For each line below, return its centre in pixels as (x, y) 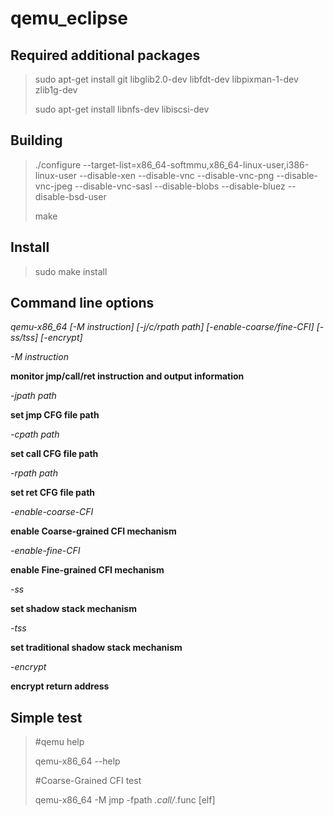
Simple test (46, 717)
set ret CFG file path (53, 493)
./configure (58, 164)
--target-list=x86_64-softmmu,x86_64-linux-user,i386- (196, 164)
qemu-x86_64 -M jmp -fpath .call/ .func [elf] (125, 800)
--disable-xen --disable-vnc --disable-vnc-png (176, 175)
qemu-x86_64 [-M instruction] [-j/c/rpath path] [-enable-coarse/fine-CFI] (162, 327)
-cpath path (35, 434)
